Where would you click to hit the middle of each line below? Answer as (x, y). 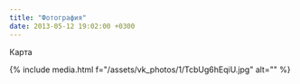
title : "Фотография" (48, 18)
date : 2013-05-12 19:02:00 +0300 (72, 26)
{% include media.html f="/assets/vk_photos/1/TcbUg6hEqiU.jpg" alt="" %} (150, 70)
